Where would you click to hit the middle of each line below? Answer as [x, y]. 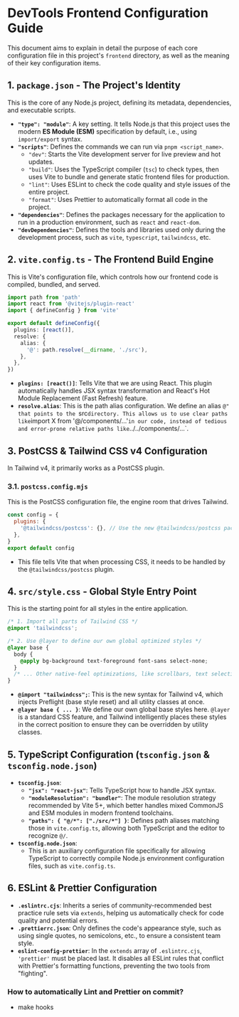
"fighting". [32, 973]
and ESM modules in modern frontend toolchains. [101, 813]
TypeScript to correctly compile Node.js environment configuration [126, 858]
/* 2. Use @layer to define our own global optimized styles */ [105, 641]
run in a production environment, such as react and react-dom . [109, 222]
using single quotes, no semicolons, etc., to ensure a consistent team [119, 935]
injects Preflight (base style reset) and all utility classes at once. [111, 702]
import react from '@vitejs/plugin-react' [71, 304]
